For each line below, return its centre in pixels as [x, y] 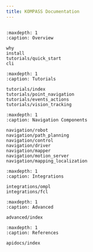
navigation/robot [27, 130]
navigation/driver [28, 145]
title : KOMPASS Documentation [43, 11]
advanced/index [25, 217]
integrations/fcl [27, 192]
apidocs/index [23, 243]
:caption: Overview [30, 38]
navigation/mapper [28, 151]
